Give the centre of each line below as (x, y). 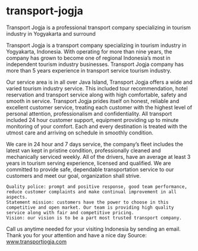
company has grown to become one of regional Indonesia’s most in (88, 58)
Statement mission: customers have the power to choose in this (87, 202)
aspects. (17, 197)
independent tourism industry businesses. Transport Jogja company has (95, 64)
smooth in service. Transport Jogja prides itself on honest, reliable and (93, 101)
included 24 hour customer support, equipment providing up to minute (92, 120)
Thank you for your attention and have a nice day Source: (76, 235)
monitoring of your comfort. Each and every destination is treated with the (97, 126)
